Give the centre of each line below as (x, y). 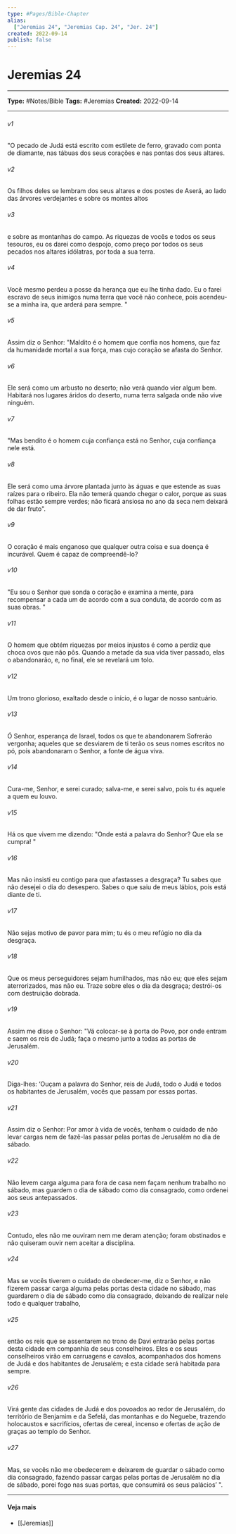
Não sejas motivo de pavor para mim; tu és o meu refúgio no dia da (105, 933)
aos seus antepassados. (42, 1197)
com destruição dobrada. (44, 993)
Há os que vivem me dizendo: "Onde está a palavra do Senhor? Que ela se (115, 834)
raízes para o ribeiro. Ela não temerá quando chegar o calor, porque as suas (117, 493)
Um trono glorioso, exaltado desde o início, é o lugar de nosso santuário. (112, 698)
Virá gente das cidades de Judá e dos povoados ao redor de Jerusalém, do (116, 1409)
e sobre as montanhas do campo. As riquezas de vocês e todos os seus (111, 236)
